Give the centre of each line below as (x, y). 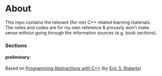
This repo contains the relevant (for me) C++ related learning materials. (78, 22)
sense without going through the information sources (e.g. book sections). (81, 33)
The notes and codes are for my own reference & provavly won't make (77, 27)
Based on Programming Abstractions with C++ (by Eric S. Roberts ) (73, 68)
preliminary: (18, 57)
